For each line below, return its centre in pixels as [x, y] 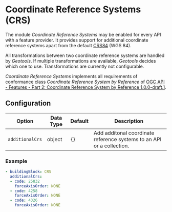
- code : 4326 [24, 200]
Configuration [28, 103]
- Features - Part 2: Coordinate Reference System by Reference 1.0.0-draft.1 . [86, 87]
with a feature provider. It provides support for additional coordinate [77, 40]
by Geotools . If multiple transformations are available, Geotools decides [81, 61]
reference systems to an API [127, 139]
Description [129, 121]
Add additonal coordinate [124, 133]
